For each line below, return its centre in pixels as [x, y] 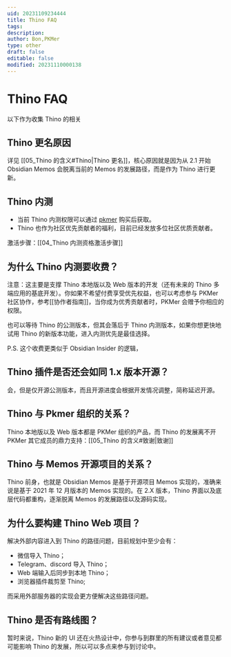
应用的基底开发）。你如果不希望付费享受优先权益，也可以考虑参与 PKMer [115, 293]
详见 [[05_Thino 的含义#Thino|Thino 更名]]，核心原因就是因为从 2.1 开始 [109, 161]
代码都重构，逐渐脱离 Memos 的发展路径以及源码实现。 [92, 499]
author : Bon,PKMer [33, 39]
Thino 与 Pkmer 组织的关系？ [69, 414]
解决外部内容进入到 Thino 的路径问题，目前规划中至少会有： [92, 541]
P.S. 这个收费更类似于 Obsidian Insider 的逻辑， [75, 348]
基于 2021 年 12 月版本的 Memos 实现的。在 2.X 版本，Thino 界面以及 [117, 491]
